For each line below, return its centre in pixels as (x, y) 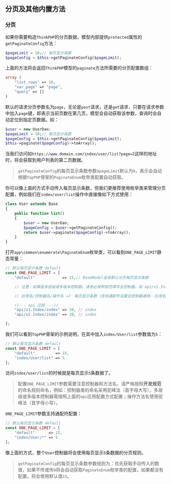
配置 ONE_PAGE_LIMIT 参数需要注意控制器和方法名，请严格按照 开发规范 (90, 384)
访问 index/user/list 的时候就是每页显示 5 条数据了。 (59, 373)
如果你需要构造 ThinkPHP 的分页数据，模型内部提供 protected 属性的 (74, 37)
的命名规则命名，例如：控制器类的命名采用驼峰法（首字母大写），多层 (90, 390)
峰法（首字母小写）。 (39, 403)
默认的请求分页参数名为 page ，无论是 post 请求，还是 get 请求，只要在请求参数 (85, 107)
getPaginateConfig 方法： (31, 43)
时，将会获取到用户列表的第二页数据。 (45, 160)
